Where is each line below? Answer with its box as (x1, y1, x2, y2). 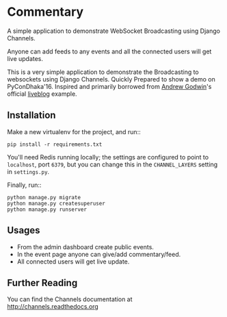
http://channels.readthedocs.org (7, 303, 99, 311)
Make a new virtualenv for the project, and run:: (7, 127, 142, 136)
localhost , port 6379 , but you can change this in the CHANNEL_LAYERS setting (7, 160, 218, 168)
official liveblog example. (7, 90, 77, 98)
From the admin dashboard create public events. (16, 242, 154, 251)
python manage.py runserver (7, 206, 88, 213)
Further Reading (7, 277, 78, 288)
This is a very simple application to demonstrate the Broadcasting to (7, 68, 200, 76)
